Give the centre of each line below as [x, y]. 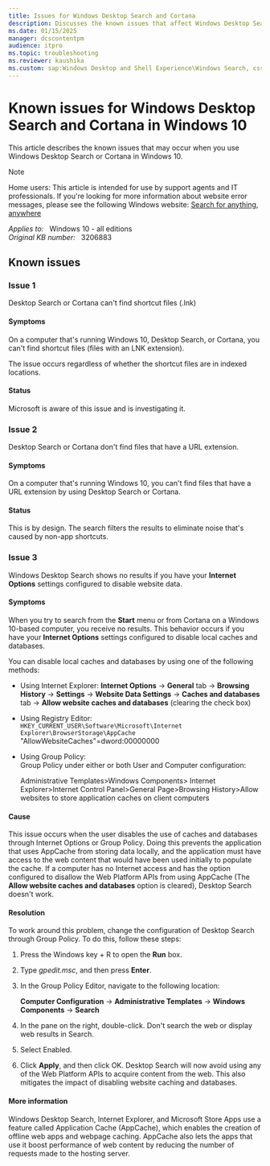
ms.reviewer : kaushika [46, 61]
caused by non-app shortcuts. [58, 537]
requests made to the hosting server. [69, 1153]
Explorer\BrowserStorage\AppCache [78, 733]
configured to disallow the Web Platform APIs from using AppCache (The [129, 877]
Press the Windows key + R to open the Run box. [101, 955]
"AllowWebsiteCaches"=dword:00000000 [90, 741]
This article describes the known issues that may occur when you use [124, 147]
